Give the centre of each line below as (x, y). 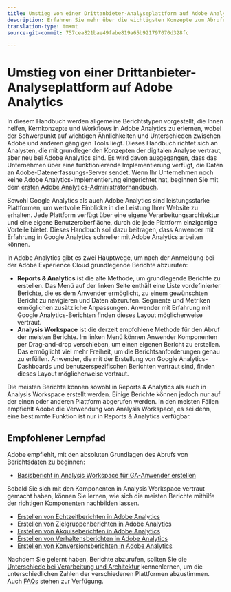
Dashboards (34, 367)
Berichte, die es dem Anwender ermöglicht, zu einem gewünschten (112, 293)
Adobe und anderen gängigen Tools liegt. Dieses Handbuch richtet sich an (112, 143)
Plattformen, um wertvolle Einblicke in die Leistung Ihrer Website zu (103, 208)
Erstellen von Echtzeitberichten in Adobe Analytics (88, 517)
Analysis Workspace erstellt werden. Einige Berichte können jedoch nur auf (114, 394)
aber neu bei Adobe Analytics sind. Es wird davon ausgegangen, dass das (112, 158)
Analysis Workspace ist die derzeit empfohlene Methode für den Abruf (118, 330)
